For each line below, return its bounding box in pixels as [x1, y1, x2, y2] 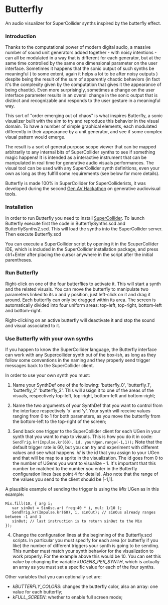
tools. [5, 191, 17, 197]
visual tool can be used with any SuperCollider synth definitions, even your [5, 165, 159, 171]
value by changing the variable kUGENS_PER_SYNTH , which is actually [12, 559, 159, 565]
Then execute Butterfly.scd [5, 231, 61, 237]
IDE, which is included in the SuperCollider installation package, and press [5, 246, 159, 252]
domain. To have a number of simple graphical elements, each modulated [5, 123, 157, 129]
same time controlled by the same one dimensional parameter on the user [5, 60, 158, 66]
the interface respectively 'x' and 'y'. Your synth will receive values [12, 408, 150, 414]
